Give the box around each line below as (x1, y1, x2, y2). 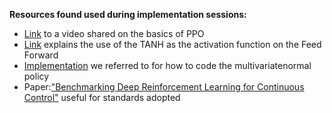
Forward (23, 49, 59, 61)
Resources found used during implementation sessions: (9, 9, 247, 20)
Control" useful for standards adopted (23, 92, 181, 103)
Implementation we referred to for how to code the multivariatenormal (23, 60, 312, 71)
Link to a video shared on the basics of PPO (23, 28, 205, 39)
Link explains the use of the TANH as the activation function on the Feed (23, 39, 322, 50)
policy (23, 70, 50, 82)
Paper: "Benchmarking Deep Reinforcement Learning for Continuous (23, 81, 305, 93)
